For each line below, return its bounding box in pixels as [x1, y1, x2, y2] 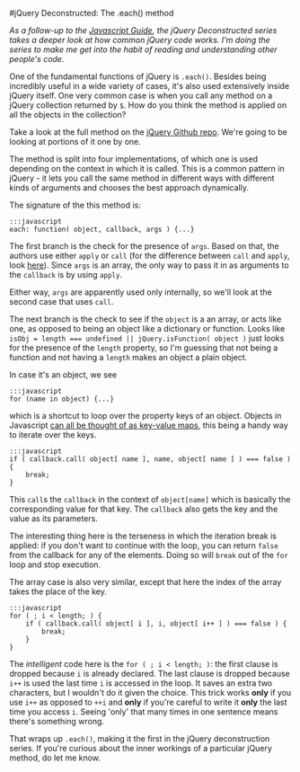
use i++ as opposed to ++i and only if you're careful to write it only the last [9, 697, 287, 707]
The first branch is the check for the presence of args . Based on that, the [9, 241, 280, 251]
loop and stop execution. [9, 559, 101, 570]
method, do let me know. [9, 752, 101, 763]
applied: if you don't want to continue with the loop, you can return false [9, 540, 278, 551]
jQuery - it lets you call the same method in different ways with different [9, 173, 275, 183]
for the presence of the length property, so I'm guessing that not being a [9, 342, 278, 353]
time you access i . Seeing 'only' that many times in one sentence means [9, 706, 278, 717]
